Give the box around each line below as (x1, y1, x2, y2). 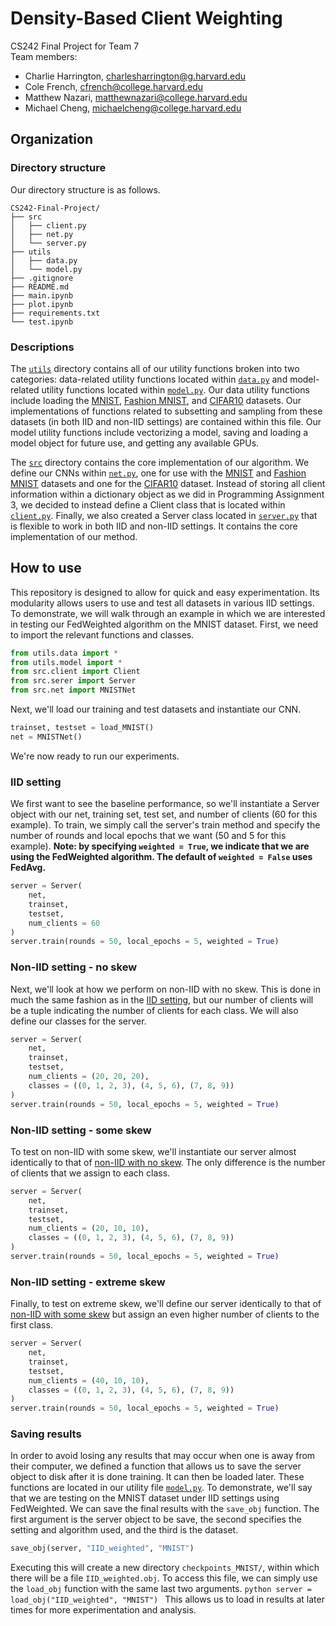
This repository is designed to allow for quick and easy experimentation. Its (10, 586, 320, 598)
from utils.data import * (10, 648, 118, 658)
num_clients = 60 (28, 918, 101, 928)
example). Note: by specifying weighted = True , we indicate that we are (10, 840, 310, 852)
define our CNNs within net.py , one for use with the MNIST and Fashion (10, 467, 307, 479)
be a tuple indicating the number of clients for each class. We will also (10, 1004, 299, 1016)
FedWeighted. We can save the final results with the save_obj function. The (10, 1503, 320, 1515)
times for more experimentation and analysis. (10, 1604, 197, 1616)
